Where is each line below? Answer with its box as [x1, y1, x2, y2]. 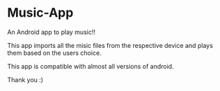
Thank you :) [7, 75, 44, 84]
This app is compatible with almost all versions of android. [7, 62, 174, 70]
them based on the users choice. [7, 49, 102, 57]
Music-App [7, 5, 74, 21]
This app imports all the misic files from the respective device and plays [7, 41, 214, 49]
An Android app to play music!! [7, 28, 96, 36]
